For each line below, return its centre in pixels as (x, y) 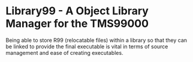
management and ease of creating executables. (64, 52)
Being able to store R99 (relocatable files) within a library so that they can (96, 40)
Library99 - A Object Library (77, 11)
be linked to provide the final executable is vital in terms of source (87, 46)
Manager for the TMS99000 (77, 24)
